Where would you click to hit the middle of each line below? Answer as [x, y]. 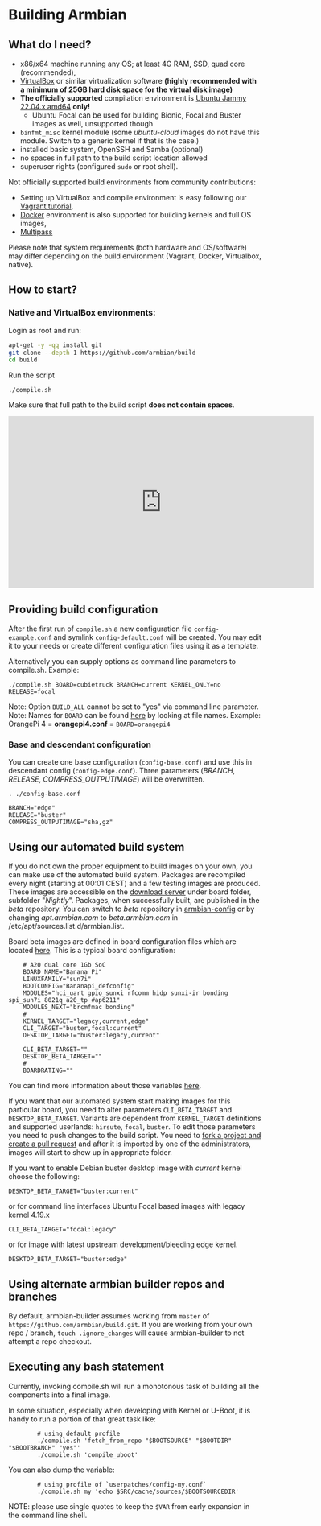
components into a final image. [60, 1395]
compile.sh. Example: [44, 670]
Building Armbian [68, 15]
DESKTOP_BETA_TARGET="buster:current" [73, 1192]
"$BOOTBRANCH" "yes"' [45, 1448]
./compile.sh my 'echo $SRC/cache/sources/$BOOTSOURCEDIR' [138, 1491]
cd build [23, 360]
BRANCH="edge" [32, 808]
